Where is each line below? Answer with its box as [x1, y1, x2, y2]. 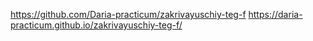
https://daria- [248, 9, 303, 20]
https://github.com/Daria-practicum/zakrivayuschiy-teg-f [10, 9, 247, 20]
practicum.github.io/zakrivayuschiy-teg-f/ [10, 19, 183, 31]
